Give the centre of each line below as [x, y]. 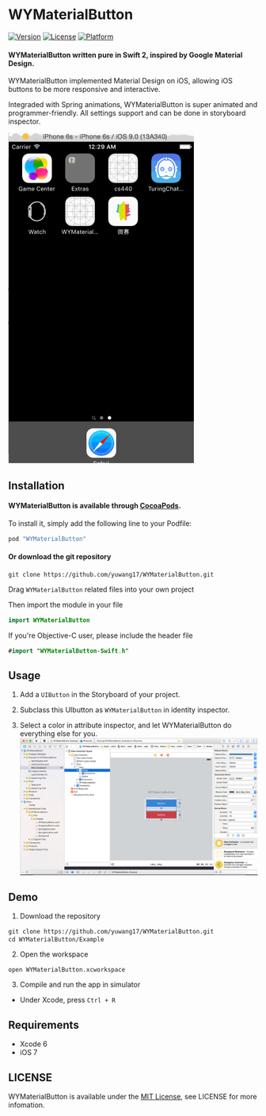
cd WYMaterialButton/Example [56, 940]
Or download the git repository [60, 557]
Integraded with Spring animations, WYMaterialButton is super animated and [133, 105]
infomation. [27, 1105]
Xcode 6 [33, 1044]
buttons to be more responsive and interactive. [84, 90]
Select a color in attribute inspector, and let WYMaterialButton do [125, 725]
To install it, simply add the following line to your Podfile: [100, 523]
